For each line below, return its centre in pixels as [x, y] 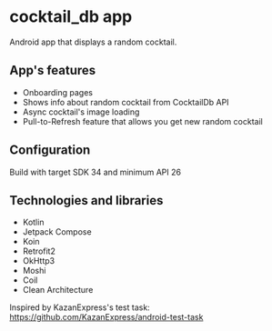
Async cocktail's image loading [81, 112]
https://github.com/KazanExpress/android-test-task [106, 317]
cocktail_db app [71, 17]
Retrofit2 [39, 251]
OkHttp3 [39, 261]
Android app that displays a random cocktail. [93, 42]
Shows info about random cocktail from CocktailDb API [126, 102]
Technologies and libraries [86, 201]
